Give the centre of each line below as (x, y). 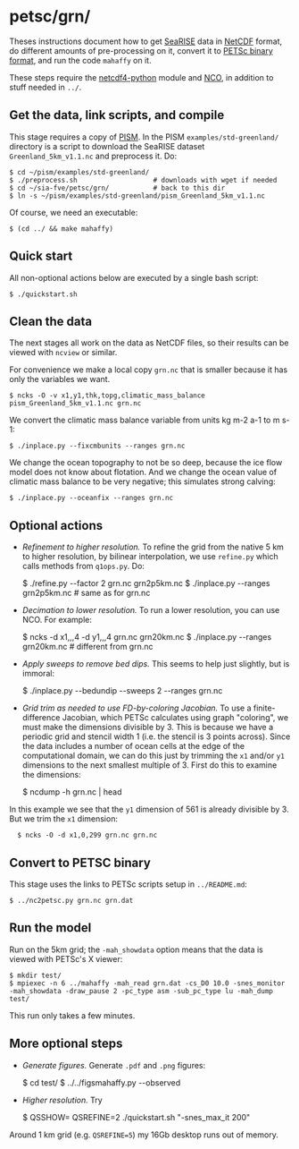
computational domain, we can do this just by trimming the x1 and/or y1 (154, 756)
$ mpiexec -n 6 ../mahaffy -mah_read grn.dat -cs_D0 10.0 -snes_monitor (147, 983)
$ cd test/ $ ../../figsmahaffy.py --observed (101, 1082)
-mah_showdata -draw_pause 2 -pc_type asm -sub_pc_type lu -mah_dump (141, 991)
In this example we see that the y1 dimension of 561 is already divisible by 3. (149, 809)
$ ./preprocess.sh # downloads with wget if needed (143, 180)
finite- (264, 708)
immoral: (38, 674)
